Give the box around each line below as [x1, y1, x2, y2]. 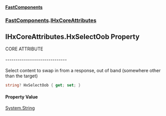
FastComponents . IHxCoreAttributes [5, 17, 97, 24]
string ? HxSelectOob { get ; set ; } [5, 83, 81, 88]
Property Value [5, 94, 38, 100]
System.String [5, 105, 35, 111]
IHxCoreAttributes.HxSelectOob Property [5, 32, 140, 41]
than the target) [5, 73, 38, 79]
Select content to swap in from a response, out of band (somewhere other [5, 68, 161, 74]
